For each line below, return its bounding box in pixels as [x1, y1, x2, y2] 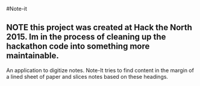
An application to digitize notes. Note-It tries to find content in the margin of [6, 66, 195, 74]
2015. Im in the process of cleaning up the [6, 32, 166, 42]
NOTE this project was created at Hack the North [6, 22, 193, 32]
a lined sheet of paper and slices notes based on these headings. [6, 73, 169, 80]
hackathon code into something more [6, 41, 150, 52]
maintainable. [6, 51, 59, 61]
